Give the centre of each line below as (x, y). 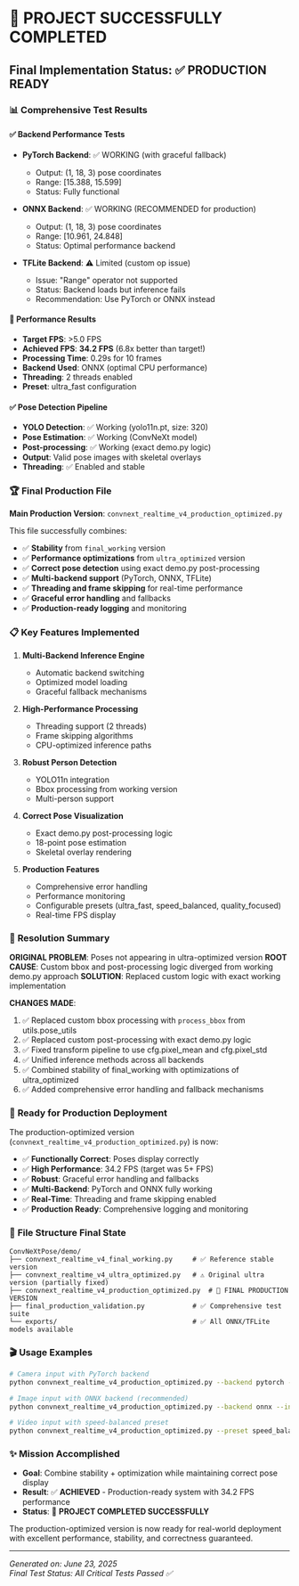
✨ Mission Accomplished (65, 1454)
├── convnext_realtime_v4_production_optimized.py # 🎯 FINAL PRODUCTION (149, 1290)
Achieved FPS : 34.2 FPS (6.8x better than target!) (114, 348)
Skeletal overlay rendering (83, 852)
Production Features (61, 869)
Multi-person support (74, 798)
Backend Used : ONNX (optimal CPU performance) (115, 367)
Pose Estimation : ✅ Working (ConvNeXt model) (109, 437)
